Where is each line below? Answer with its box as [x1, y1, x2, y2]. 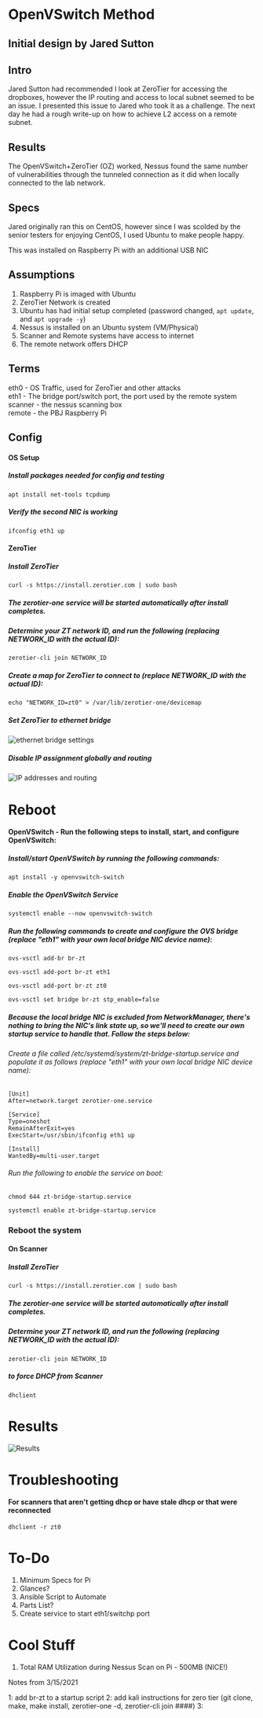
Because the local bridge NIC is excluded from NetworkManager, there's [8, 1012, 250, 1022]
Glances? [19, 1583, 50, 1593]
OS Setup [8, 452, 40, 462]
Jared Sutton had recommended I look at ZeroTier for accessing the [8, 84, 228, 94]
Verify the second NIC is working [8, 507, 119, 517]
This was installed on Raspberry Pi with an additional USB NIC [8, 245, 209, 255]
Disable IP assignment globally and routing [8, 754, 152, 762]
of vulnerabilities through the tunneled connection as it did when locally [8, 170, 239, 179]
